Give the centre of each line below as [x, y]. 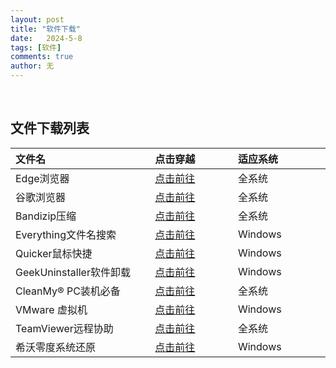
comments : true [42, 57]
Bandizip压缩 [46, 216]
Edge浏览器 [42, 178]
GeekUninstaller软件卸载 [73, 272]
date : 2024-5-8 [46, 38]
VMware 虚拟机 [51, 309]
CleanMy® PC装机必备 [68, 291]
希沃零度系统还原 [56, 347]
